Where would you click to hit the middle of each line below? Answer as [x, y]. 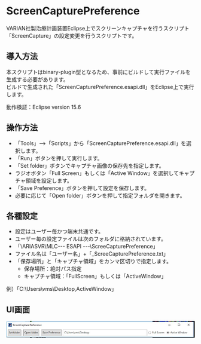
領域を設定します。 [49, 180]
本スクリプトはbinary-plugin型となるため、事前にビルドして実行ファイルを [98, 72]
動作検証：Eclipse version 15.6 [44, 107]
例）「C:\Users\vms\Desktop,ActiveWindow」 [62, 289]
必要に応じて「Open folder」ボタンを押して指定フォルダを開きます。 [100, 195]
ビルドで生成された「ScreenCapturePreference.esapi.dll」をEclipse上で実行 [100, 87]
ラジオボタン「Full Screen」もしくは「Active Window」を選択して [97, 173]
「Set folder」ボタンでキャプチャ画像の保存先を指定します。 [89, 165]
